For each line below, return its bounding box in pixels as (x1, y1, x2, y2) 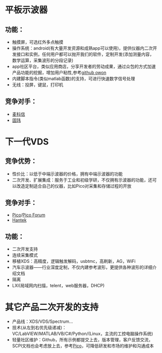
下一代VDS (5, 136, 49, 147)
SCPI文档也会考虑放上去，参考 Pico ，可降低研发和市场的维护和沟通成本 (12, 343, 154, 349)
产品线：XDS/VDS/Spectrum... (12, 318, 73, 324)
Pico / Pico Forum (12, 212, 46, 218)
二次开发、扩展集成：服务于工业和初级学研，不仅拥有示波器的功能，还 (12, 177, 153, 183)
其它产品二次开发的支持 (5, 301, 99, 313)
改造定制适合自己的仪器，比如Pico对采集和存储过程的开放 (16, 183, 132, 189)
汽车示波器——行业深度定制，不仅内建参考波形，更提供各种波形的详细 (12, 264, 153, 270)
